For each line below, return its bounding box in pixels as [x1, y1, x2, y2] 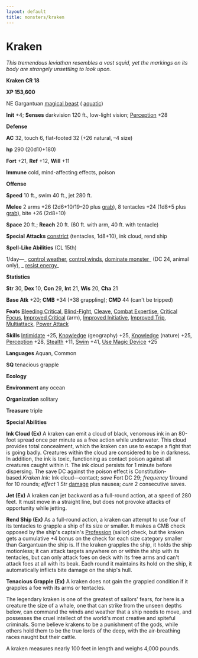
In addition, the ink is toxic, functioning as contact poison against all [6, 455, 171, 462]
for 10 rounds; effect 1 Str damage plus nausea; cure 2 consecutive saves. [6, 481, 186, 488]
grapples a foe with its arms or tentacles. [6, 584, 106, 592]
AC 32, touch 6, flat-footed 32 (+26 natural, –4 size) [6, 135, 133, 142]
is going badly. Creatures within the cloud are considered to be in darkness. [6, 449, 191, 456]
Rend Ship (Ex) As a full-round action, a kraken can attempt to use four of [6, 516, 186, 523]
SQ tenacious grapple [6, 361, 59, 368]
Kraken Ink [22, 474, 49, 481]
